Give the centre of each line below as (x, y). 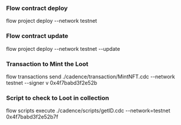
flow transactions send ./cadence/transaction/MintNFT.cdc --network (90, 77)
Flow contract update (37, 36)
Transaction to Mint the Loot (47, 64)
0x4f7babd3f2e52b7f (32, 117)
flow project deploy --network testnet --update (63, 48)
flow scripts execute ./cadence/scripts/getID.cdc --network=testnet (88, 111)
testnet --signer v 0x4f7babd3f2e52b (52, 82)
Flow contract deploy (37, 8)
